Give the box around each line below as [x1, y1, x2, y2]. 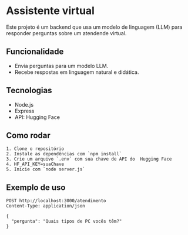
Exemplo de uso [6, 182, 66, 192]
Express [14, 107, 35, 114]
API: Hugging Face [14, 113, 61, 121]
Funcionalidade [6, 47, 64, 57]
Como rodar [6, 130, 51, 140]
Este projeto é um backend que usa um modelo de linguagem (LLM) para [6, 23, 183, 30]
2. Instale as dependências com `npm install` [6, 151, 122, 157]
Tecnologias [6, 86, 52, 96]
